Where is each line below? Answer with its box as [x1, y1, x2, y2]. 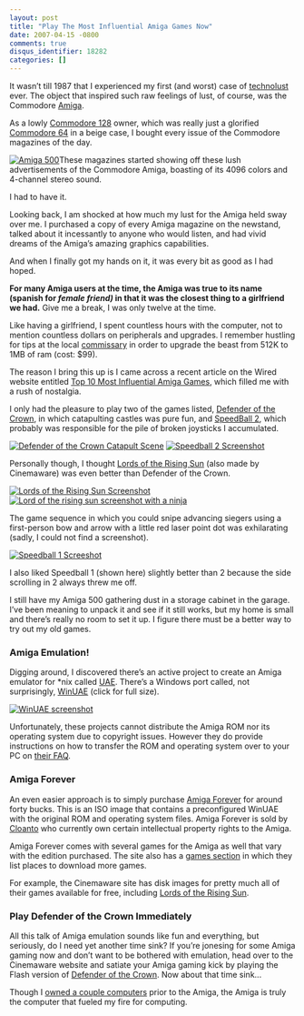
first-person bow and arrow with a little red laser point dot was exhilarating [9, 522, 289, 533]
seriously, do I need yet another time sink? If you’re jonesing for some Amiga [9, 940, 296, 951]
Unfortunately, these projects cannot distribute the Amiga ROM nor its [9, 721, 270, 732]
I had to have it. [9, 192, 67, 202]
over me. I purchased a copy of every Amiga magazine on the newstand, [9, 219, 281, 229]
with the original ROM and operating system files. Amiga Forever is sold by [9, 813, 289, 824]
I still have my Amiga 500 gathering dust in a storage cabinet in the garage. [9, 595, 290, 605]
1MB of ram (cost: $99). [9, 349, 98, 359]
